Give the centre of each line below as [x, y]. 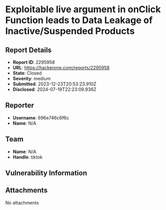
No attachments [22, 202]
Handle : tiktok [28, 157]
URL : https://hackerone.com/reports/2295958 [61, 68]
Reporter [20, 106]
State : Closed [27, 73]
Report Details [29, 50]
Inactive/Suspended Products [70, 31]
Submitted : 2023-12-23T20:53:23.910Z [54, 84]
